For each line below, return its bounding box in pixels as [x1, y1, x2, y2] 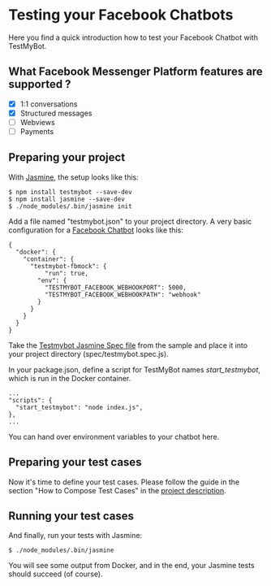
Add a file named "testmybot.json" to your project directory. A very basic [8, 216, 252, 226]
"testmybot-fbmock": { [29, 262, 107, 270]
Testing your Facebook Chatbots [8, 6, 234, 24]
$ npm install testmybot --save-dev [8, 188, 132, 196]
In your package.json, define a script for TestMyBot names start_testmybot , [8, 364, 261, 375]
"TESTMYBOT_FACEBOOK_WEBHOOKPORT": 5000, [44, 283, 187, 292]
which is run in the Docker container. [8, 373, 131, 383]
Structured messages [19, 108, 92, 118]
